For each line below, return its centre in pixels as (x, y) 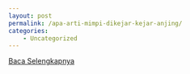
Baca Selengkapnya (42, 61)
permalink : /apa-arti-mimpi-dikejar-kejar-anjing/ (95, 23)
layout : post (30, 16)
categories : (28, 31)
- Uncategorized (51, 38)
